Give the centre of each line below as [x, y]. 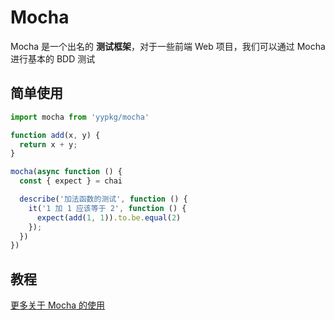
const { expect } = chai [71, 181]
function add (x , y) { [55, 135]
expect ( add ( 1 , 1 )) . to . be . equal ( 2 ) [109, 217]
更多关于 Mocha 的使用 [58, 305]
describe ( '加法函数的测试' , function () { [103, 199]
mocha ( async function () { [66, 172]
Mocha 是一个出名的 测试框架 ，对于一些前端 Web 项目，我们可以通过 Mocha [168, 46]
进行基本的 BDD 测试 [53, 58]
